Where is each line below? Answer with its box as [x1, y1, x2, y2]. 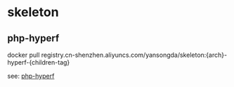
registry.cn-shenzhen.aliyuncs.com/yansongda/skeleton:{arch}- [41, 51, 227, 59]
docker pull [7, 51, 40, 59]
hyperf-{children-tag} [7, 58, 70, 67]
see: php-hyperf [7, 72, 55, 80]
